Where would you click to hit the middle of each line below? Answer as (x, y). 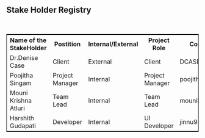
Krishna (21, 100)
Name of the (28, 40)
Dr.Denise (24, 57)
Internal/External (113, 44)
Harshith (22, 118)
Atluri (18, 108)
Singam (21, 83)
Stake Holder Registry (49, 10)
